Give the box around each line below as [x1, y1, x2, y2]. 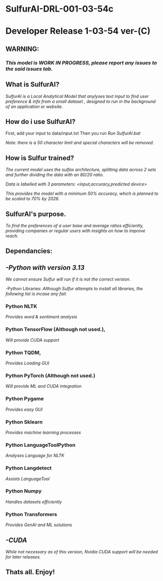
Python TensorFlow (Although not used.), [5, 326, 106, 333]
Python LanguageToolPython [5, 441, 76, 448]
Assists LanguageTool [5, 476, 50, 482]
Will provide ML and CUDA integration [5, 383, 82, 389]
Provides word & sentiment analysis [5, 314, 77, 320]
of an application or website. [5, 103, 63, 110]
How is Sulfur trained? [5, 154, 74, 162]
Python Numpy [5, 488, 42, 495]
